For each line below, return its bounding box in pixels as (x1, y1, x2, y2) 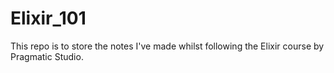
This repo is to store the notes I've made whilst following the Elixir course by (10, 40, 325, 52)
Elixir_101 (10, 7, 87, 30)
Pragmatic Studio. (10, 50, 84, 62)
